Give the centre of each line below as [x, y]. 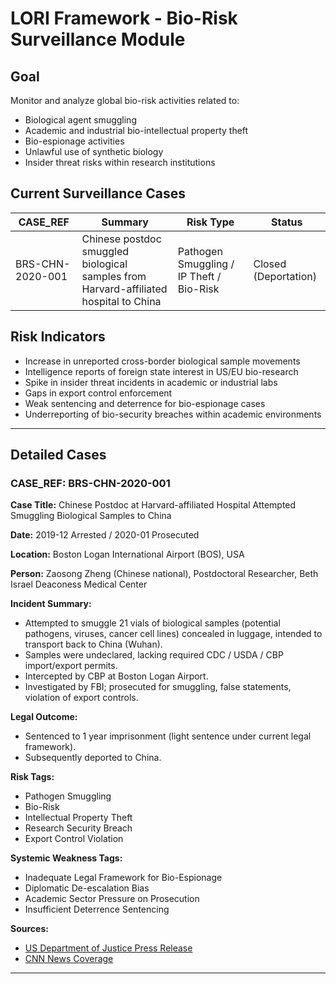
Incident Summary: [51, 604]
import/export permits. [71, 666]
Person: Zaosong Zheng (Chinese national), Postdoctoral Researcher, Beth [164, 574]
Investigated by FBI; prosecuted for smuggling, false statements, [158, 687]
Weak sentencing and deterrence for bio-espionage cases [145, 403]
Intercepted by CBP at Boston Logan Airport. [116, 676]
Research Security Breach [78, 828]
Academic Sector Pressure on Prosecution [112, 899]
